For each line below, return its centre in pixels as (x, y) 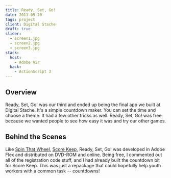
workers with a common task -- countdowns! (53, 171)
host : (16, 57)
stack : (12, 53)
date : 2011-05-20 (24, 15)
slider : (14, 34)
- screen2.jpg (25, 43)
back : (16, 67)
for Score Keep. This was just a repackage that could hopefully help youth (83, 165)
